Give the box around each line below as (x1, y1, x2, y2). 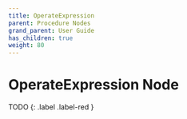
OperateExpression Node (8, 76, 180, 94)
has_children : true (8, 34, 74, 42)
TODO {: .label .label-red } (8, 102, 94, 112)
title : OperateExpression (8, 11, 94, 20)
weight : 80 (8, 42, 45, 50)
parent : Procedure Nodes (8, 19, 91, 27)
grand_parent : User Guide (8, 26, 94, 34)
